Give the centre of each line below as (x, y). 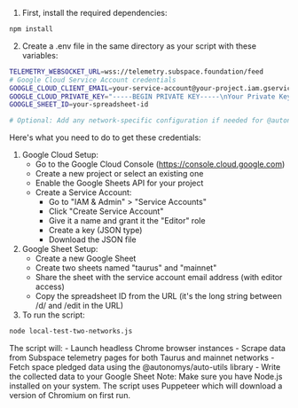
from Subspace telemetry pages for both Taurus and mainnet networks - (142, 357)
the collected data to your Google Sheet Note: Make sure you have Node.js (146, 377)
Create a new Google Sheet (86, 259)
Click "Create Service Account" (106, 211)
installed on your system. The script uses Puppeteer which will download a (146, 386)
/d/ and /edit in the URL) (79, 306)
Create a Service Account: (83, 192)
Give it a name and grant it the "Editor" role (127, 221)
